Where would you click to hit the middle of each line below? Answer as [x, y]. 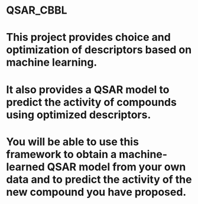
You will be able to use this [72, 142]
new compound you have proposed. [96, 192]
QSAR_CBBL [37, 10]
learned [26, 167]
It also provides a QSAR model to [88, 90]
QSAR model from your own [116, 167]
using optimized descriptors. [79, 114]
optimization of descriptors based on [99, 50]
